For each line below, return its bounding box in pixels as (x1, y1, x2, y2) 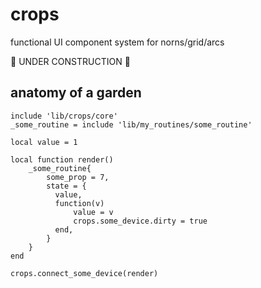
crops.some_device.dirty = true (73, 216, 208, 226)
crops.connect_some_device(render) (10, 268, 159, 278)
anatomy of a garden (10, 84, 142, 102)
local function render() (10, 154, 114, 165)
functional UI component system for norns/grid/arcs (10, 36, 225, 48)
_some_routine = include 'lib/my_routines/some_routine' (10, 119, 253, 130)
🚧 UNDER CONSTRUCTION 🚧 (10, 55, 131, 67)
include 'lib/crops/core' (10, 111, 118, 121)
